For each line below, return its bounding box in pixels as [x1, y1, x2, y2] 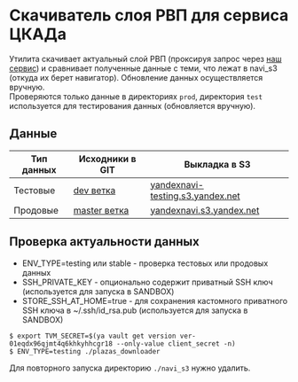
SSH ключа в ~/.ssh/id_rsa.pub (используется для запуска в [21, 305, 248, 316]
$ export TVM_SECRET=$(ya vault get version [9, 331, 176, 340]
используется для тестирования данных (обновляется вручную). [9, 100, 255, 111]
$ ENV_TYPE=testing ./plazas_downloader [9, 347, 161, 355]
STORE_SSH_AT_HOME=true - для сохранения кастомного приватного [21, 295, 288, 306]
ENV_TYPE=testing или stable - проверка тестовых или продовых [21, 258, 269, 269]
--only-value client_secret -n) [116, 339, 237, 348]
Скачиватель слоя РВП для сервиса [9, 5, 289, 26]
